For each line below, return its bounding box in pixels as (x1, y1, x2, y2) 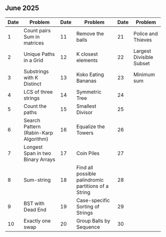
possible (76, 170, 96, 177)
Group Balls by (76, 217, 110, 224)
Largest (133, 47, 152, 54)
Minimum (133, 71, 155, 78)
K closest (76, 51, 98, 58)
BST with (24, 200, 45, 207)
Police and (133, 30, 158, 37)
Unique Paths (24, 51, 55, 58)
